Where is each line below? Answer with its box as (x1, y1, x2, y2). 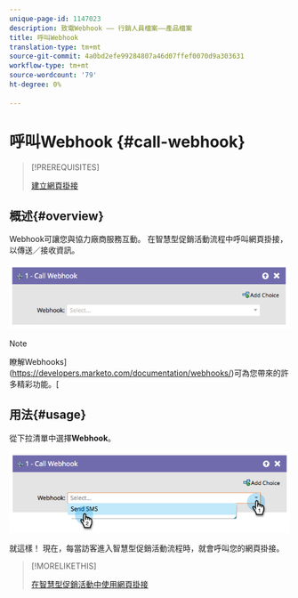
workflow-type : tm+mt (9, 61, 90, 70)
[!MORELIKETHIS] (30, 561, 97, 571)
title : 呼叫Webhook (9, 33, 79, 42)
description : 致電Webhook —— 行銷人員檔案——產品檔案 (9, 23, 193, 33)
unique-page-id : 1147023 (9, 14, 101, 23)
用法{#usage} (9, 408, 87, 423)
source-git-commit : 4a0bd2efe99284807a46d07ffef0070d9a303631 (9, 52, 245, 61)
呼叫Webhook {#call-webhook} (9, 132, 246, 151)
